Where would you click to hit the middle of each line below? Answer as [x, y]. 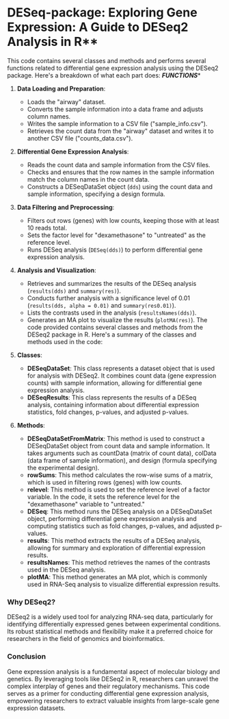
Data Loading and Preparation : [61, 88]
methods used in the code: [65, 341]
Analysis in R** [53, 42]
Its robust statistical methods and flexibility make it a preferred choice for [110, 631]
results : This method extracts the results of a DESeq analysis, [114, 540]
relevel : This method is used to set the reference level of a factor [119, 489]
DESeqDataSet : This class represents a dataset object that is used [121, 368]
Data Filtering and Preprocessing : [66, 207]
